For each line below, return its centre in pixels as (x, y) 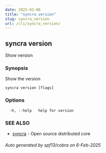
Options (15, 100)
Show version (19, 55)
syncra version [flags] (30, 88)
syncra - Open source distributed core (51, 133)
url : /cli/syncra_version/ (33, 23)
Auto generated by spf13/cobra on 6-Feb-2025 (53, 145)
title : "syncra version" (31, 14)
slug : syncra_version (27, 19)
